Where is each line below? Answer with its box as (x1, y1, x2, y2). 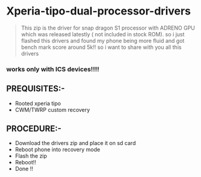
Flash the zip (14, 152, 47, 159)
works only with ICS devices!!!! (6, 65, 100, 73)
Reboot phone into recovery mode (14, 146, 101, 153)
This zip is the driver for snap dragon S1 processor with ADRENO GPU (21, 24, 195, 31)
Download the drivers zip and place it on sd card (14, 140, 136, 147)
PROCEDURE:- (6, 124, 62, 134)
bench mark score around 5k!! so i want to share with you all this (21, 43, 182, 51)
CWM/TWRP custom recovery (14, 106, 91, 113)
